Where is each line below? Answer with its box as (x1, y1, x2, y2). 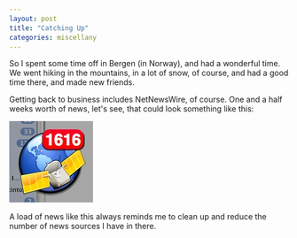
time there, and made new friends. (9, 77, 135, 88)
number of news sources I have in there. (9, 221, 157, 232)
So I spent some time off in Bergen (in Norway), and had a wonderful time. (9, 58, 281, 69)
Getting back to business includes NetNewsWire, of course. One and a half (9, 94, 283, 105)
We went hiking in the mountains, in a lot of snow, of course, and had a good (9, 67, 289, 79)
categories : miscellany (9, 33, 98, 42)
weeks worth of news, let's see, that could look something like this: (9, 104, 254, 114)
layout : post (9, 14, 58, 23)
